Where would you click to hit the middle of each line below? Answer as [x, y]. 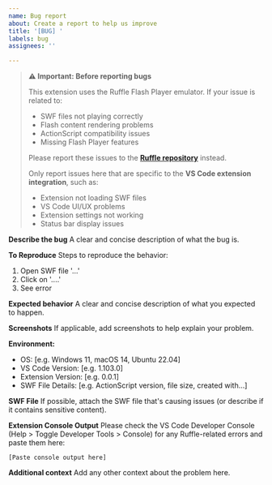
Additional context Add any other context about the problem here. [119, 473]
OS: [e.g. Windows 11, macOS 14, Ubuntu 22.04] [100, 360]
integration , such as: [63, 182]
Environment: [32, 344]
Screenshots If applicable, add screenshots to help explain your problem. [131, 328]
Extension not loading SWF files [93, 198]
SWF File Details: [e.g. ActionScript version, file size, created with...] [134, 385]
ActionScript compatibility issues [95, 134]
